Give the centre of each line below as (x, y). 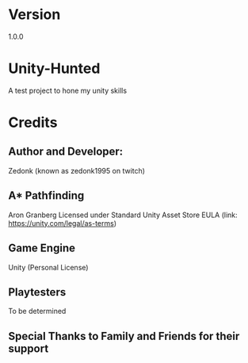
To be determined (37, 311)
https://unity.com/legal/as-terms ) (63, 223)
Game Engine (42, 248)
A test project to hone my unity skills (68, 90)
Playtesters (37, 292)
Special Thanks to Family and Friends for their (124, 336)
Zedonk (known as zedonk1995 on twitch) (76, 170)
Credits (33, 122)
